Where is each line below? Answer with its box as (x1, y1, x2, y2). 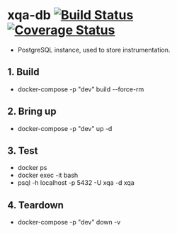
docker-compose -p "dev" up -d (17, 124, 113, 132)
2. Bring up (7, 106, 57, 118)
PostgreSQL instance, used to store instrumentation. (17, 45, 171, 54)
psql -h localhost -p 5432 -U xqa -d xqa (17, 178, 135, 187)
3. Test (7, 144, 38, 157)
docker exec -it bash (17, 171, 79, 180)
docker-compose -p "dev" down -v (17, 218, 121, 227)
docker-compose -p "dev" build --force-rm (17, 85, 144, 93)
